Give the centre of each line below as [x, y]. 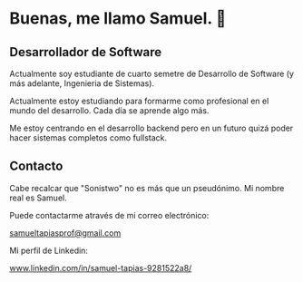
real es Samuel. [38, 198]
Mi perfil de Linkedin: [49, 250]
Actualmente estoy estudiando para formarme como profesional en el [139, 101]
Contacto [36, 166]
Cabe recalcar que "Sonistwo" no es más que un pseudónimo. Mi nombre [147, 188]
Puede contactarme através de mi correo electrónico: [109, 215]
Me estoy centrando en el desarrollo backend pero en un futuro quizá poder [151, 128]
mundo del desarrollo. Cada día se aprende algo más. [109, 111]
